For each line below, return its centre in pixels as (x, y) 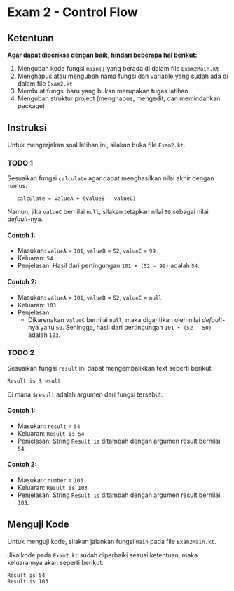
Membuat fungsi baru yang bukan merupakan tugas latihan (103, 91)
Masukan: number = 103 (50, 480)
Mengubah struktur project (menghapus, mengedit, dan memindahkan (119, 98)
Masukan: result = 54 (49, 426)
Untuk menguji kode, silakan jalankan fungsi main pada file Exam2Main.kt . (112, 541)
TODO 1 (20, 163)
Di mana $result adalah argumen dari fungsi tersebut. (85, 394)
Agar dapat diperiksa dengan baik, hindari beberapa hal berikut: (102, 55)
